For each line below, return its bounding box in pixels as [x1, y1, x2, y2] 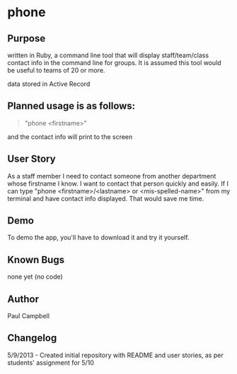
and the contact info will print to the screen [7, 132, 133, 141]
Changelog [7, 332, 57, 344]
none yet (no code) [7, 272, 64, 281]
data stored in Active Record [7, 80, 91, 88]
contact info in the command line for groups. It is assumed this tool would [7, 59, 221, 67]
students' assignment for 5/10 [7, 358, 94, 367]
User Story [7, 153, 56, 165]
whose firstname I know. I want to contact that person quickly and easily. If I [7, 179, 229, 188]
